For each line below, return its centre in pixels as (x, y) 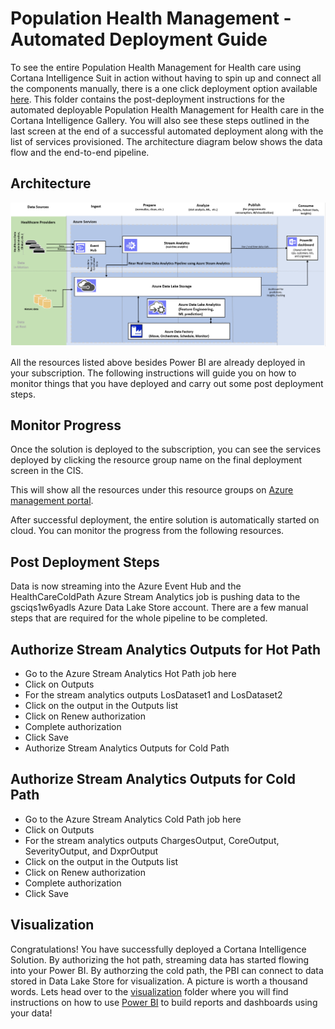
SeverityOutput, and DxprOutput (91, 851)
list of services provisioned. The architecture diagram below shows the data (166, 141)
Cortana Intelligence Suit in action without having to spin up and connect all (166, 78)
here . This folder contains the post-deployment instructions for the (147, 99)
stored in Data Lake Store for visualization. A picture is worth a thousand (159, 981)
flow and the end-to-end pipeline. (80, 152)
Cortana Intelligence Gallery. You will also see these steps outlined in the (160, 120)
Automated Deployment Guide (139, 39)
